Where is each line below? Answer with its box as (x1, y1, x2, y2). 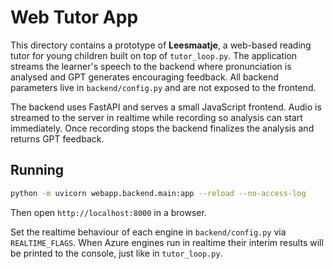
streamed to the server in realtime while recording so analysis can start (10, 111, 303, 123)
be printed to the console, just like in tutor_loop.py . (10, 247, 223, 259)
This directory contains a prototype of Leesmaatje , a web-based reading (10, 39, 312, 51)
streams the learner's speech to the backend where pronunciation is (10, 60, 292, 72)
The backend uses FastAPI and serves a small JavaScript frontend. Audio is (10, 101, 322, 113)
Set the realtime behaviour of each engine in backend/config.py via (10, 226, 287, 238)
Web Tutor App (10, 6, 139, 29)
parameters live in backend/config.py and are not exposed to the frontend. (10, 81, 317, 93)
